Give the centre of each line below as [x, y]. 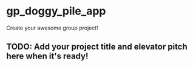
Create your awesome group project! [52, 28]
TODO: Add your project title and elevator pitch [97, 47]
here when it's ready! [47, 56]
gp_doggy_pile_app [56, 11]
